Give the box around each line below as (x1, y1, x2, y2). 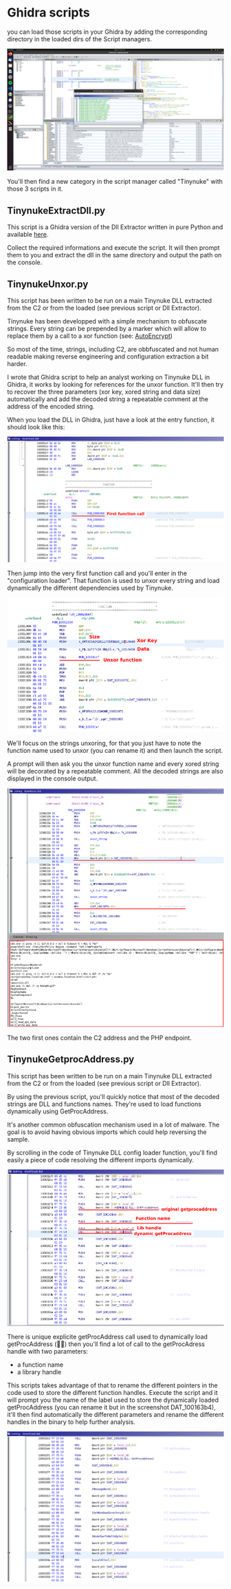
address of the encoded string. (7, 403, 95, 411)
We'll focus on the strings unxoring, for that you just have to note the (7, 738, 201, 747)
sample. (7, 1135, 30, 1143)
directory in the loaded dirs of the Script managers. (7, 34, 153, 43)
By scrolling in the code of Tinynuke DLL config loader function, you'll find (7, 1148, 218, 1157)
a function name (16, 1361, 64, 1369)
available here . (7, 231, 49, 239)
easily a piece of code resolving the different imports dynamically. (7, 1155, 195, 1164)
